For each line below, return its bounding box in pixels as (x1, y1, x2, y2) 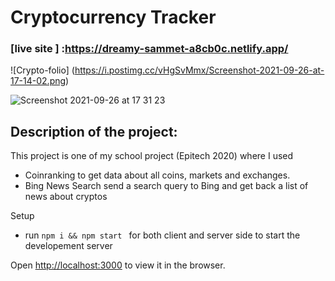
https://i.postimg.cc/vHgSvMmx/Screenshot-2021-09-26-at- (74, 64, 325, 76)
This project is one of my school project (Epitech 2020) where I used (10, 150, 294, 162)
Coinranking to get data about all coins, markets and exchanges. (24, 169, 291, 181)
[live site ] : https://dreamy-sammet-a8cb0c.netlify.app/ (10, 42, 289, 56)
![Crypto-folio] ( (10, 64, 75, 76)
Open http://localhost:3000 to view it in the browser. (10, 259, 226, 271)
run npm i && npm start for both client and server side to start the (24, 229, 301, 241)
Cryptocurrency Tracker (10, 6, 217, 29)
